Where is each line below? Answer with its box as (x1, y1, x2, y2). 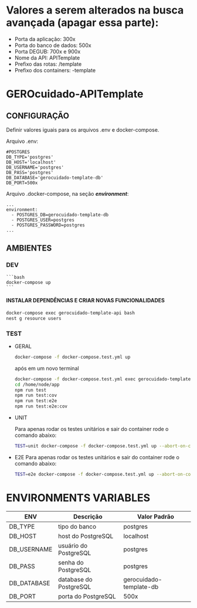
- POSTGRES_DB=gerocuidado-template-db (11, 212, 109, 218)
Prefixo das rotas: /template (14, 60, 82, 68)
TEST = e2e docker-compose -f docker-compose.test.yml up (14, 471, 154, 477)
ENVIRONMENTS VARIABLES (6, 491, 151, 505)
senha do (57, 558, 84, 566)
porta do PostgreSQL (57, 592, 116, 600)
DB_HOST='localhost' (6, 159, 57, 165)
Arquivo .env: (6, 138, 39, 145)
